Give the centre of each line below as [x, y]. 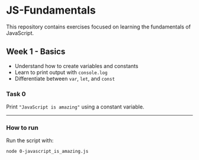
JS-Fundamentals [51, 10]
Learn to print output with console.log [61, 72]
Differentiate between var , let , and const [65, 78]
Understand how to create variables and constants [76, 66]
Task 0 [16, 94]
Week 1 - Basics [36, 52]
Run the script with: [30, 140]
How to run [22, 127]
